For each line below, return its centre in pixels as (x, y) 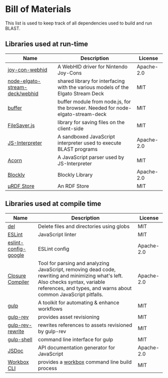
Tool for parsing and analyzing (73, 263)
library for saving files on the (91, 122)
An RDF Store (73, 186)
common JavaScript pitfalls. (70, 294)
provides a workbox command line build (85, 362)
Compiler (18, 282)
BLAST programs (77, 149)
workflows (50, 308)
